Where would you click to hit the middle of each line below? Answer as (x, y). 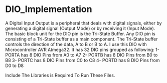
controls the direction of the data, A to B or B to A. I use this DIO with (76, 44)
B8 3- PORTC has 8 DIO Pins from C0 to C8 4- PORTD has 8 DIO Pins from (82, 60)
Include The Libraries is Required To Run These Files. (60, 75)
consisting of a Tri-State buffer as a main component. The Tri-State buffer (81, 39)
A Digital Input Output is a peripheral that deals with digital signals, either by (83, 23)
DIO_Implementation (49, 9)
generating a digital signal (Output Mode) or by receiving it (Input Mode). (80, 28)
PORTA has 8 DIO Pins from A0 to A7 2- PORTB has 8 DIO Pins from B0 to (81, 55)
